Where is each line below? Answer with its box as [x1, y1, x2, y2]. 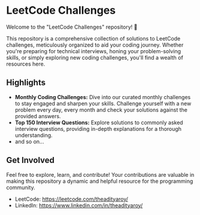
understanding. [14, 131, 53, 139]
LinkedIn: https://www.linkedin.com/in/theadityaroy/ [14, 201, 143, 209]
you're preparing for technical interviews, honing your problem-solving [6, 47, 181, 54]
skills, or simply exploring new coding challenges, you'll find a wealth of [6, 54, 184, 61]
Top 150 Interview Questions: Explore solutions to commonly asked [14, 119, 184, 126]
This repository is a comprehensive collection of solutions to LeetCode [6, 35, 181, 42]
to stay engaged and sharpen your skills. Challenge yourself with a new [14, 100, 192, 107]
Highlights [6, 78, 46, 88]
